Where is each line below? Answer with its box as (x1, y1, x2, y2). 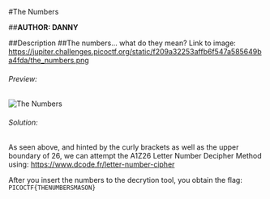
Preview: (8, 74, 38, 83)
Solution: (8, 117, 38, 127)
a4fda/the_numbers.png (8, 56, 89, 65)
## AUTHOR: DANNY (8, 23, 79, 32)
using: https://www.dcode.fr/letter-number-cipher (8, 159, 175, 169)
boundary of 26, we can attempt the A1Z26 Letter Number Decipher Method (8, 151, 262, 161)
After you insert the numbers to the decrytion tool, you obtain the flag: (8, 176, 243, 185)
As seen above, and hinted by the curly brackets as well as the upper (8, 142, 239, 152)
